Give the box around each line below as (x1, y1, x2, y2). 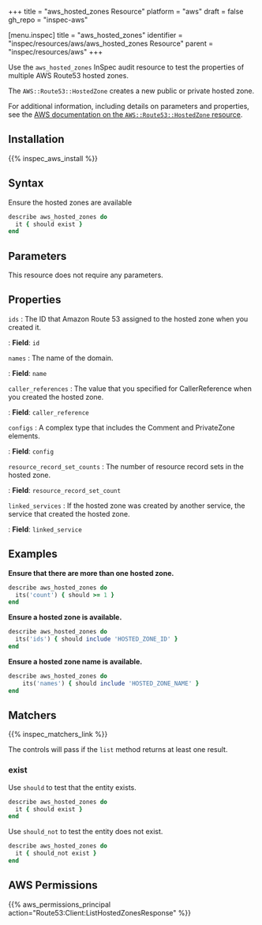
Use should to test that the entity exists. (8, 782, 137, 792)
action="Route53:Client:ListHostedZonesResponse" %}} (8, 908, 192, 917)
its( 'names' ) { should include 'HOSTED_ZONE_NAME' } (22, 679, 200, 687)
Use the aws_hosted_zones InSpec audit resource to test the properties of (8, 62, 245, 72)
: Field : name (8, 368, 47, 378)
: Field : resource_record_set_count (8, 485, 121, 494)
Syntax (8, 177, 44, 190)
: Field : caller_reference (8, 407, 89, 417)
